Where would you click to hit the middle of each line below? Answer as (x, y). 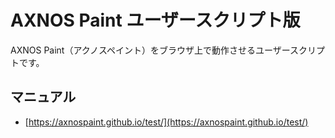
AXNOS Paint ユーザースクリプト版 (155, 20)
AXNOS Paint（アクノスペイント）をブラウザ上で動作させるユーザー (150, 50)
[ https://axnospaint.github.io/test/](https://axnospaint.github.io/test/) (166, 122)
